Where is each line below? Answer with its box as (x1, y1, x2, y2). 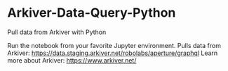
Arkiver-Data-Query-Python (7, 5, 176, 21)
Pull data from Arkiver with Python (7, 28, 107, 36)
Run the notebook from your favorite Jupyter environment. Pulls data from (7, 41, 221, 49)
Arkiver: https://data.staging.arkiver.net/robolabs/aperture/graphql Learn (7, 49, 218, 57)
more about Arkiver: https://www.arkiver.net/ (7, 56, 137, 64)
